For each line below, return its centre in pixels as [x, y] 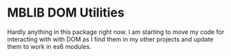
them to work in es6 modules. [49, 46]
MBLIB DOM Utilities [66, 13]
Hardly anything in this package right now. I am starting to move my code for [116, 32]
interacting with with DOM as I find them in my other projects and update [110, 39]
